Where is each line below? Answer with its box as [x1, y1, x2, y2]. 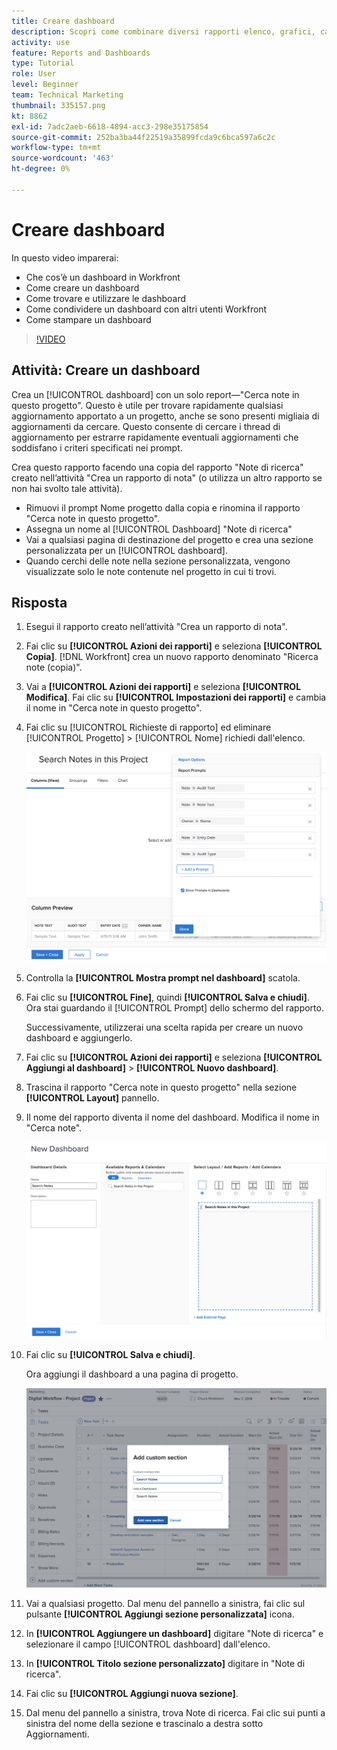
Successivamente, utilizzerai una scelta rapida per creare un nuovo [25, 1021, 304, 1033]
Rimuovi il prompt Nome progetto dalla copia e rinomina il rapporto [25, 501, 301, 514]
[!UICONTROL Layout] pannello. [25, 1091, 160, 1104]
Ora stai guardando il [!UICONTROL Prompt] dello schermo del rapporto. [25, 1001, 324, 1014]
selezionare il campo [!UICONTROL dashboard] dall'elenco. [25, 1638, 271, 1650]
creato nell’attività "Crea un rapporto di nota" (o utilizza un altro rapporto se [11, 471, 323, 484]
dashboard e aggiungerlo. [25, 1031, 133, 1044]
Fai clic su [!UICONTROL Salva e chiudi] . [25, 1348, 196, 1360]
